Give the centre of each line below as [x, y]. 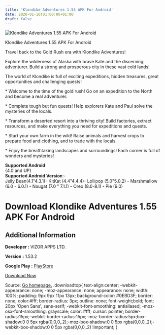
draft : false [18, 19]
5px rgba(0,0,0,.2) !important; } [86, 327]
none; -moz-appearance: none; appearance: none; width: [90, 291]
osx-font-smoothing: [26, 311]
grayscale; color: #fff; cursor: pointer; [86, 311]
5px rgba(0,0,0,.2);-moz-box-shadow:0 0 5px [76, 322]
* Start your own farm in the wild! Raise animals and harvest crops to [75, 136]
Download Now [21, 276]
